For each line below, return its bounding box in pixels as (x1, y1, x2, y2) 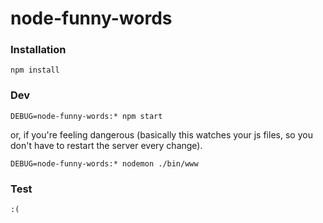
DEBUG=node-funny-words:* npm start (10, 111, 163, 121)
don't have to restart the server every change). (10, 139, 203, 151)
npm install (10, 65, 60, 76)
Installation (10, 43, 67, 57)
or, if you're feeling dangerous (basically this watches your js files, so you (10, 128, 313, 141)
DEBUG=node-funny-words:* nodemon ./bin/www (10, 158, 199, 169)
